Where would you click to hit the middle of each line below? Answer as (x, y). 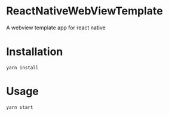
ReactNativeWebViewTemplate (84, 11)
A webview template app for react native (56, 28)
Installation (35, 52)
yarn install (22, 68)
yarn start (20, 107)
